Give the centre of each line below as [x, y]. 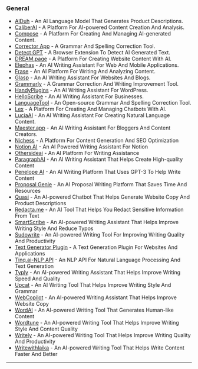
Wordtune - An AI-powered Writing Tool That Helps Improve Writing [97, 323]
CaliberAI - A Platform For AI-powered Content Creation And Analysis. [99, 27]
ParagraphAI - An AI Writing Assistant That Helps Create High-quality [99, 159]
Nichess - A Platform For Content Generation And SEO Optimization [97, 141]
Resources [28, 191]
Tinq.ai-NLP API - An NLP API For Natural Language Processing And [98, 260]
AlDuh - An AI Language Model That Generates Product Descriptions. [99, 21]
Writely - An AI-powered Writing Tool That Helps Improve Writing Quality [103, 335]
